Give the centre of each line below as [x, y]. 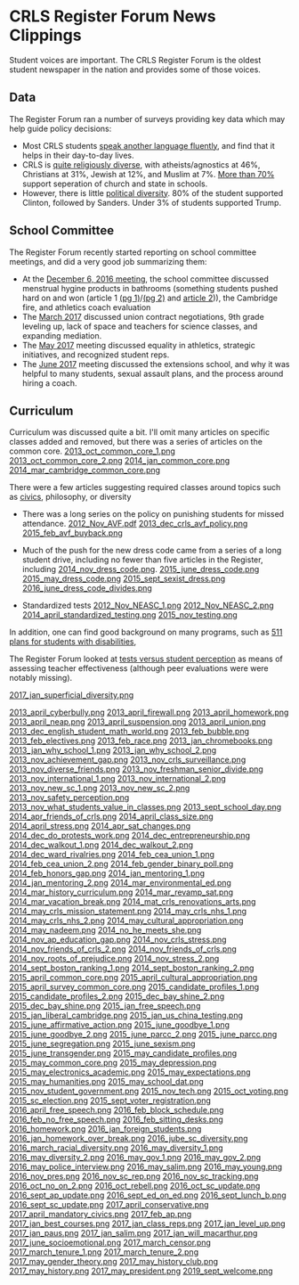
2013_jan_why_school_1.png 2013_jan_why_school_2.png [113, 750]
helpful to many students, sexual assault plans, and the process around [153, 373]
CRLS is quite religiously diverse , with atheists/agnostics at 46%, [141, 164]
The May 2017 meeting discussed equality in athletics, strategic [138, 345]
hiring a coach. [49, 383]
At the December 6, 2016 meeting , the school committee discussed [145, 279]
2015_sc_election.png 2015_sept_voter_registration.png [110, 1101]
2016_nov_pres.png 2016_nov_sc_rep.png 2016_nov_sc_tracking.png [134, 1176]
